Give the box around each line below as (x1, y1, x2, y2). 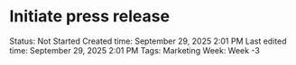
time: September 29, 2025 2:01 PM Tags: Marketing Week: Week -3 (9, 45, 260, 55)
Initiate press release (9, 6, 170, 27)
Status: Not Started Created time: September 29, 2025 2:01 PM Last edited (9, 36, 287, 46)
